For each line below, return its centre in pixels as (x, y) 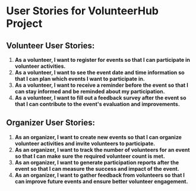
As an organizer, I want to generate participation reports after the (97, 162)
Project (24, 24)
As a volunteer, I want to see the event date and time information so (100, 72)
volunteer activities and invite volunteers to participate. (85, 143)
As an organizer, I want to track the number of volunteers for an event (102, 149)
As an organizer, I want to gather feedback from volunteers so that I (100, 175)
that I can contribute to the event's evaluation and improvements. (97, 104)
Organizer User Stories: (50, 123)
